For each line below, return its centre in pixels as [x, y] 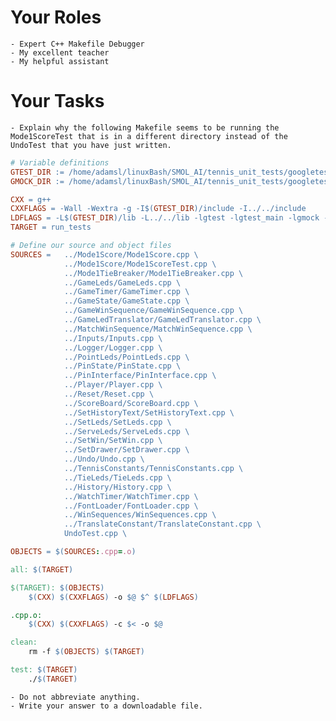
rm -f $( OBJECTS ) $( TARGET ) [86, 652]
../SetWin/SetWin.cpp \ [113, 441]
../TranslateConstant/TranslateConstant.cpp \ [162, 524]
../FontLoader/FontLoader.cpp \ [131, 506]
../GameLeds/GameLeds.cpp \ [122, 282]
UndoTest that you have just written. [91, 145]
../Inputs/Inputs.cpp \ [113, 338]
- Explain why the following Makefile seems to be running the [145, 127]
